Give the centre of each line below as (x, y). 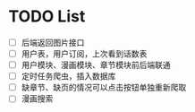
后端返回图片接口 (53, 42)
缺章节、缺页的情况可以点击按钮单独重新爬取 (104, 88)
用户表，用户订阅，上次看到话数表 (84, 54)
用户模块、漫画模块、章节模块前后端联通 (96, 65)
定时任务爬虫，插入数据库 (68, 76)
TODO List (47, 17)
